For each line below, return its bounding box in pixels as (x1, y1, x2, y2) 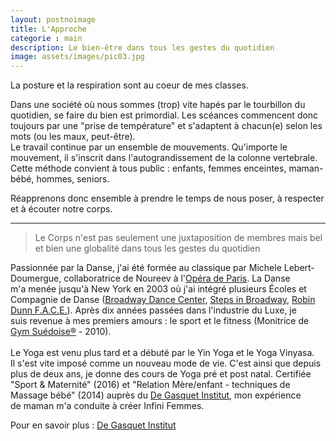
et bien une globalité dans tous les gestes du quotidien (34, 242, 261, 255)
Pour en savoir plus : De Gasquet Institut (10, 419, 177, 431)
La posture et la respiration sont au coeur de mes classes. (10, 79, 249, 91)
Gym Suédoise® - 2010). (10, 326, 112, 338)
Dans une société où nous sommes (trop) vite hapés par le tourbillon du (10, 99, 306, 111)
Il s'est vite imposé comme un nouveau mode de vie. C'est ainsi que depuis (10, 357, 322, 370)
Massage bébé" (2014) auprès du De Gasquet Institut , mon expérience (10, 389, 302, 401)
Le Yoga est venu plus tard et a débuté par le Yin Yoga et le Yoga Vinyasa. (10, 347, 315, 359)
